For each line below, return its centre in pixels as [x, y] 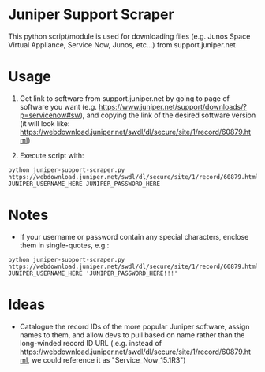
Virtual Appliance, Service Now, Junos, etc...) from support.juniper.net [122, 44]
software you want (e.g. [58, 106]
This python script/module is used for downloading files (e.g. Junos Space [129, 36]
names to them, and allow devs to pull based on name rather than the [132, 335]
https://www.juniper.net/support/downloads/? [172, 106]
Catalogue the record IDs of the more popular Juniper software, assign [134, 326]
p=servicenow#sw [50, 115]
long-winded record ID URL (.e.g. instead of [91, 343]
